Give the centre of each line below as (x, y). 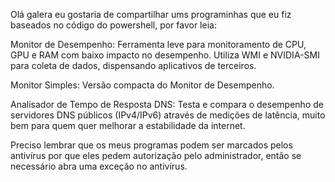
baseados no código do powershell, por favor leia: (113, 25)
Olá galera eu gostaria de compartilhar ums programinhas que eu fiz (151, 14)
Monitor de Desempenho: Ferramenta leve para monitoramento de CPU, (158, 44)
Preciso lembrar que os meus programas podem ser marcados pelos (151, 145)
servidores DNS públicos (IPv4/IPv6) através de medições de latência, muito (168, 115)
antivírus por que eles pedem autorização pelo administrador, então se (156, 155)
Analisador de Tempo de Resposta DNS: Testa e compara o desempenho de (167, 104)
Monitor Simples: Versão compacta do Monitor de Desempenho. (142, 85)
